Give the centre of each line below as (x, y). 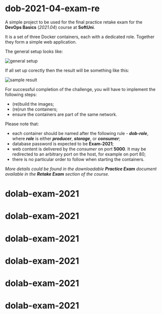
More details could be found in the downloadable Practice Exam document (81, 169)
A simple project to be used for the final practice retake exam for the (74, 22)
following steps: (21, 94)
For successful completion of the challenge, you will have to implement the (80, 89)
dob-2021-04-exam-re (52, 9)
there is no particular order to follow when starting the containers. (78, 159)
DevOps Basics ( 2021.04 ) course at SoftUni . (50, 27)
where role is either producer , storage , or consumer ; (66, 138)
